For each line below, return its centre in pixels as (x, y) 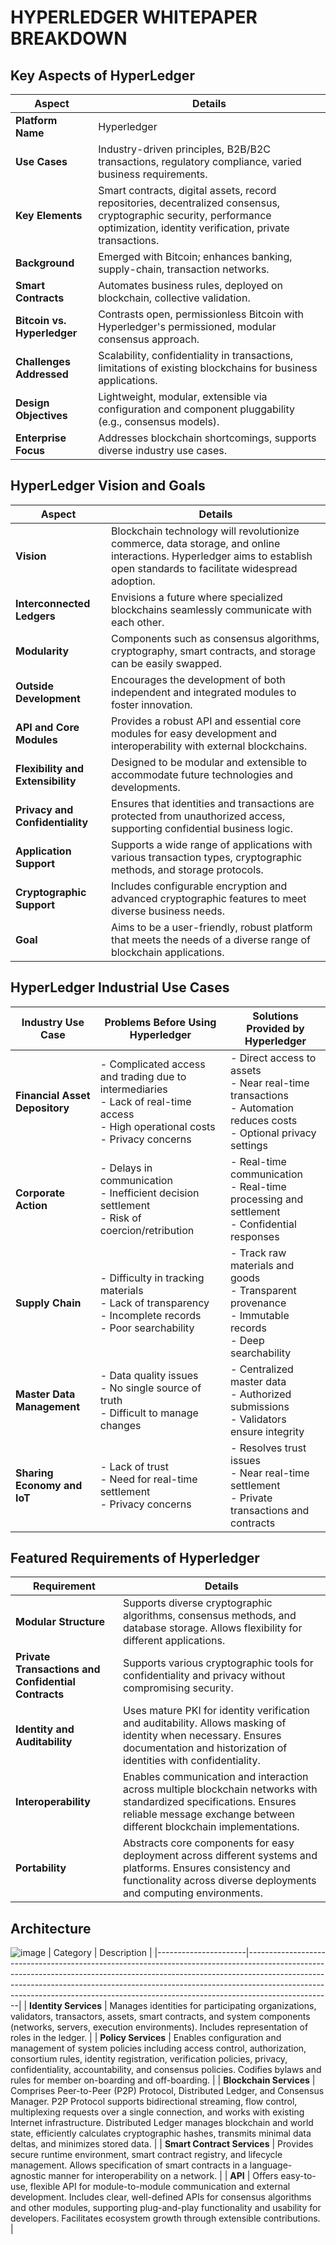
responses (255, 1236)
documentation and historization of (205, 1748)
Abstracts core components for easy (208, 1843)
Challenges (43, 361)
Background (45, 263)
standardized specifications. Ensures (209, 1802)
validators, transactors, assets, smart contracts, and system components (160, 2017)
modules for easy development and (194, 733)
